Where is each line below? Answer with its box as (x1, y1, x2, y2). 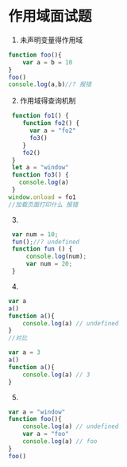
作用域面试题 (8, 7, 93, 25)
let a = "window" (11, 164, 69, 172)
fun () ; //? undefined (11, 238, 80, 246)
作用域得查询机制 (19, 96, 76, 106)
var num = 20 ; (25, 260, 73, 268)
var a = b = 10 (22, 58, 73, 66)
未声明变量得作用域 (19, 35, 83, 45)
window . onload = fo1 (8, 193, 77, 201)
